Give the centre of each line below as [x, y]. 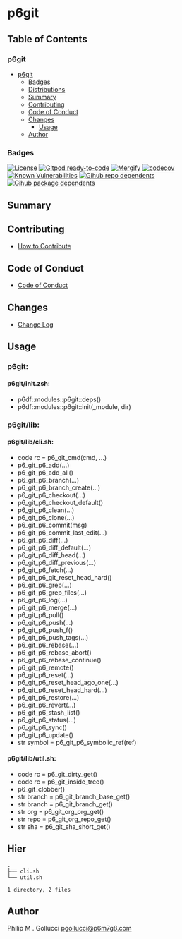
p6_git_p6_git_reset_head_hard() [65, 577]
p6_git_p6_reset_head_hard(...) [62, 690]
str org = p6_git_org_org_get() [61, 811]
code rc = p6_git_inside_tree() [61, 782]
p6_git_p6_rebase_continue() [59, 660]
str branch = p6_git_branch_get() [65, 804]
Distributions [47, 89]
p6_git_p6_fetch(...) [45, 570]
